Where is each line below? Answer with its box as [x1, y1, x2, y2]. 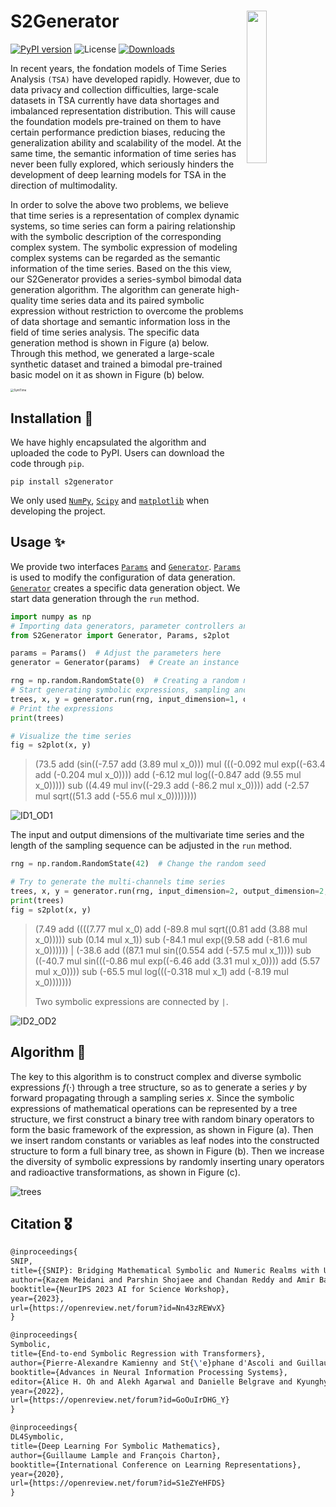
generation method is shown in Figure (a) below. [10, 336, 210, 349]
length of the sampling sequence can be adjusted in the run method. [10, 840, 293, 852]
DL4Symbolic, [10, 1432, 65, 1442]
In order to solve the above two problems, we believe [10, 198, 229, 210]
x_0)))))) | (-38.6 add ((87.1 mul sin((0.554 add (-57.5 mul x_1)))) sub [34, 944, 312, 956]
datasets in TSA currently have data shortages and [10, 94, 220, 106]
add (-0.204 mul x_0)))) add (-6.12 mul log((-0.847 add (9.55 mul [34, 769, 302, 781]
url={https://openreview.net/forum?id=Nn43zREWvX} [10, 1303, 226, 1313]
